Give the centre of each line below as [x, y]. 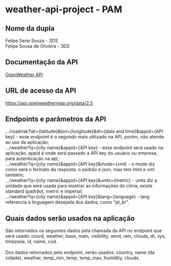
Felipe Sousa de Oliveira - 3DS [38, 46]
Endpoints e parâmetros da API [56, 119]
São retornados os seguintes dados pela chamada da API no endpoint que [84, 231]
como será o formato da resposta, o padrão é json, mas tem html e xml [80, 170]
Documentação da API [42, 62]
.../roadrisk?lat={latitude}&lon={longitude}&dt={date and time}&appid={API [84, 131]
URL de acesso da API [41, 91]
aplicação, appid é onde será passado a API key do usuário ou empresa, [81, 153]
